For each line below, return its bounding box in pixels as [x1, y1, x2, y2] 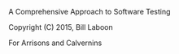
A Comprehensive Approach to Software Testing [8, 7, 171, 16]
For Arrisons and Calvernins [8, 38, 103, 48]
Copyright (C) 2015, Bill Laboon [8, 23, 113, 31]
